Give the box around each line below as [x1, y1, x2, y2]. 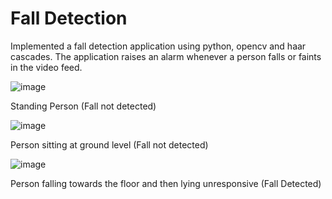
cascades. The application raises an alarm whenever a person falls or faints [10, 50, 322, 62]
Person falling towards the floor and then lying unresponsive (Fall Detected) [10, 177, 322, 189]
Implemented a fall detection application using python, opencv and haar [10, 40, 307, 52]
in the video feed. [10, 61, 83, 73]
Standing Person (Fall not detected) [10, 100, 157, 112]
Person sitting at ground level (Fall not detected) [10, 138, 209, 151]
